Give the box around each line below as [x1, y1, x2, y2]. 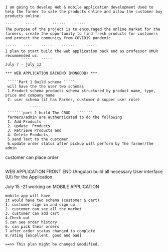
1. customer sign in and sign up [5, 202, 75, 207]
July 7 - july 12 [5, 62, 42, 67]
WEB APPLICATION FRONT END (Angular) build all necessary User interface [5, 169, 163, 175]
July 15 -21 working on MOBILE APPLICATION [5, 184, 99, 190]
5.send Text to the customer [7, 137, 69, 142]
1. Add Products [7, 119, 42, 124]
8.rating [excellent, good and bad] [5, 233, 82, 238]
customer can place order [5, 154, 59, 160]
